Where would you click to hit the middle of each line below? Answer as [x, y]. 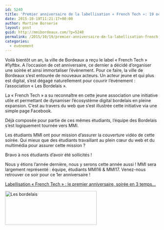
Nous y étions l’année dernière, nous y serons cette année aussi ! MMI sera [81, 164]
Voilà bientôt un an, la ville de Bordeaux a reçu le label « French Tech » [76, 60]
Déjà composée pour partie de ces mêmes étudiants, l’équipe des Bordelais [81, 120]
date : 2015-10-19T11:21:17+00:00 [39, 19]
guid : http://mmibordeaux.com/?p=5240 [44, 32]
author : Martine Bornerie [31, 23]
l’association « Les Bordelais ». [36, 85]
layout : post [18, 28]
